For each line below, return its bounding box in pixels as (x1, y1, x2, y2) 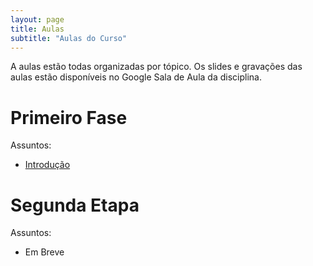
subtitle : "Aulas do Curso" (10, 33, 128, 43)
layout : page (10, 14, 65, 25)
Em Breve (24, 246, 65, 258)
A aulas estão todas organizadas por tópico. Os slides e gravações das (10, 61, 303, 73)
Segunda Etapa (10, 194, 140, 216)
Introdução (24, 159, 71, 171)
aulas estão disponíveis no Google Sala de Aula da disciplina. (10, 71, 262, 83)
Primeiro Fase (10, 106, 128, 129)
